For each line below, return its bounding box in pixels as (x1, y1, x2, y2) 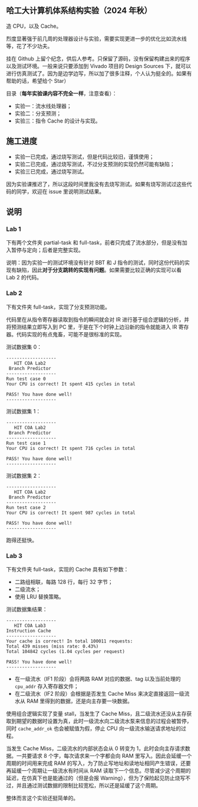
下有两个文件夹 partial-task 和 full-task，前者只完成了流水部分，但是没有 (6, 239, 183, 246)
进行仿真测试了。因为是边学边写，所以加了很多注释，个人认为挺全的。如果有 (6, 70, 192, 77)
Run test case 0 (6, 375, 46, 382)
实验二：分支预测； (14, 110, 62, 117)
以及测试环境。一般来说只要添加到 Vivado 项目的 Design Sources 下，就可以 (6, 62, 192, 69)
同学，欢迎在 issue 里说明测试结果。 (16, 188, 105, 195)
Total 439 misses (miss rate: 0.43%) (6, 643, 99, 650)
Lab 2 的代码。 (6, 274, 42, 281)
